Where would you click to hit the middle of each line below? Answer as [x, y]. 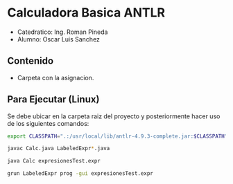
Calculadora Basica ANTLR [86, 13]
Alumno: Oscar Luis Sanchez [59, 39]
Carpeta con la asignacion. [55, 77]
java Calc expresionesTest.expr [54, 161]
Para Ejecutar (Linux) [53, 99]
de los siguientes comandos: [48, 123]
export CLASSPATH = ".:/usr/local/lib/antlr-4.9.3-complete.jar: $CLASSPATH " [118, 136]
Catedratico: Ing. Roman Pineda [62, 32]
